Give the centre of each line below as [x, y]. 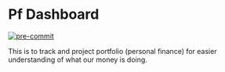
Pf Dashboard [54, 14]
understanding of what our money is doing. [78, 59]
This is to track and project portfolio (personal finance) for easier [112, 51]
